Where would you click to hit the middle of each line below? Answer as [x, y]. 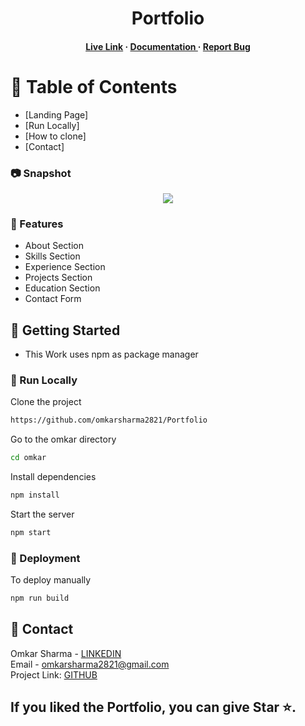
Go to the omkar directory [63, 439]
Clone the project [46, 402]
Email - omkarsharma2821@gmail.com [90, 664]
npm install [35, 495]
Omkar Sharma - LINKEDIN [66, 653]
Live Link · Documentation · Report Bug [168, 46]
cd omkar [28, 458]
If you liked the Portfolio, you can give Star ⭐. [153, 707]
